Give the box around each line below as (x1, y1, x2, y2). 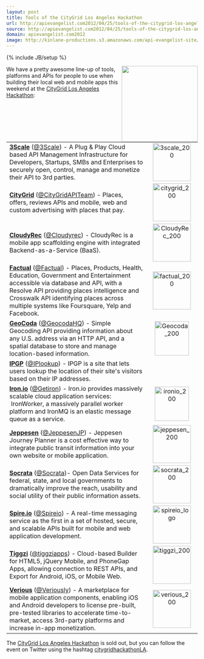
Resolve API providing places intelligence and (9, 286, 140, 295)
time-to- (105, 609, 132, 617)
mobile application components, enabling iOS (9, 593, 138, 602)
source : (6, 26, 26, 32)
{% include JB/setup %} (6, 54, 67, 61)
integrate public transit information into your (9, 444, 135, 452)
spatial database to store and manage (9, 342, 117, 350)
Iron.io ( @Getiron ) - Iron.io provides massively (9, 384, 143, 393)
